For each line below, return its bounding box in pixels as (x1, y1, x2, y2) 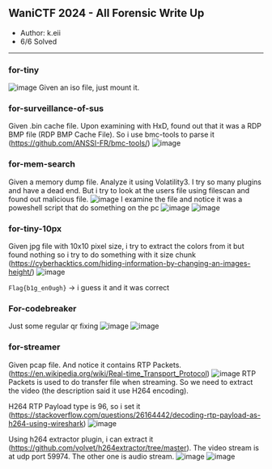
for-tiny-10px (8, 222, 62, 234)
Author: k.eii (19, 27, 61, 37)
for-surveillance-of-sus (8, 103, 104, 114)
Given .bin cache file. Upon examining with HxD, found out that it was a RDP (8, 121, 261, 131)
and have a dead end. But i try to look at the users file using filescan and (8, 185, 250, 195)
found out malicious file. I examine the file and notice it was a (8, 194, 243, 204)
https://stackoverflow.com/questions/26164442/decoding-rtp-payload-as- (11, 410, 261, 420)
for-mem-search (8, 158, 75, 170)
